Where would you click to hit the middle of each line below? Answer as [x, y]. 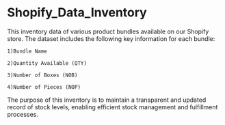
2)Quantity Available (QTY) [47, 63]
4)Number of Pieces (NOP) [44, 87]
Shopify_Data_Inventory [77, 13]
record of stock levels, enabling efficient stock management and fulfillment [112, 107]
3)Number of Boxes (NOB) [42, 75]
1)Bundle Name [27, 51]
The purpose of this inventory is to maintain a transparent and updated [107, 100]
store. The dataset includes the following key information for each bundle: [111, 38]
